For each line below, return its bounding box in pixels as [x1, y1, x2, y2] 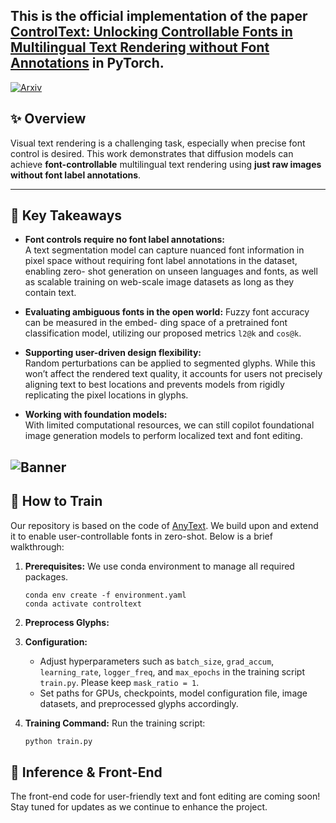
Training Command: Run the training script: [24, 717, 206, 729]
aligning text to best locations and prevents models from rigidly [24, 379, 285, 391]
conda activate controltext [24, 599, 142, 609]
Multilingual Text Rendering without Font [10, 39, 270, 56]
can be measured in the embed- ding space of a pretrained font [24, 317, 288, 329]
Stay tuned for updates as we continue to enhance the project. [10, 801, 268, 813]
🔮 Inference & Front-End [10, 764, 163, 781]
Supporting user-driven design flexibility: [24, 347, 202, 359]
